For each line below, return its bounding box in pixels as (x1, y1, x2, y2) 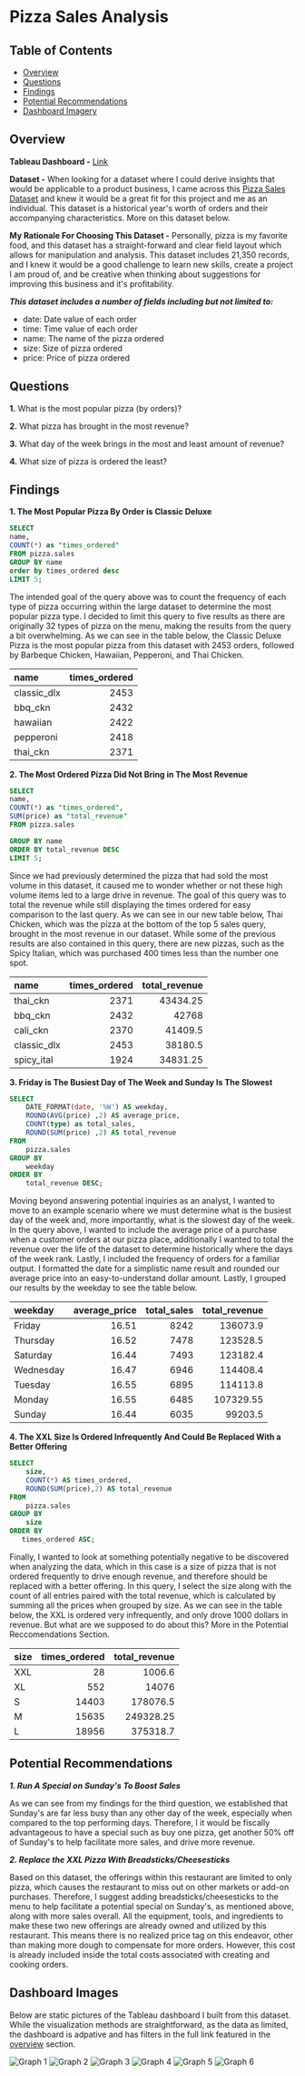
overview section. (9, 2038, 76, 2050)
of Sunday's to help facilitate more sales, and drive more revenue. (9, 1837, 256, 1847)
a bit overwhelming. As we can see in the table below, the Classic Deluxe (9, 630, 282, 641)
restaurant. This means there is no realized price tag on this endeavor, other (9, 1929, 293, 1940)
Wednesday (14, 1364, 65, 1377)
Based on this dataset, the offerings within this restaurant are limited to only (9, 1871, 292, 1882)
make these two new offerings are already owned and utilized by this (9, 1919, 267, 1931)
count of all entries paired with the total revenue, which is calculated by (9, 1590, 277, 1601)
